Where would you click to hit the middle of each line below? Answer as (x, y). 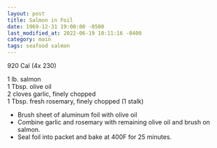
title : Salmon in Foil (40, 20)
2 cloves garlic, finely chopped (52, 94)
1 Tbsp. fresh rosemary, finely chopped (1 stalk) (76, 101)
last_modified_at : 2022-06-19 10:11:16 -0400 (74, 33)
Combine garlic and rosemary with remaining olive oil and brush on (114, 122)
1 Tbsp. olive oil (30, 87)
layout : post (26, 14)
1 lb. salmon (24, 79)
